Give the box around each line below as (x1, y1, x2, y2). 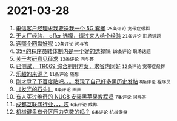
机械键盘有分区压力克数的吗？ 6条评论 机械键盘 (15, 108, 128, 116)
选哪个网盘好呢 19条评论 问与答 (15, 40, 89, 47)
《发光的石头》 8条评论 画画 (15, 85, 82, 92)
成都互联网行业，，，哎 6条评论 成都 (15, 100, 98, 108)
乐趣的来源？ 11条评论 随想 (15, 70, 79, 77)
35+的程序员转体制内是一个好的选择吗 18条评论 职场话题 (15, 47, 151, 55)
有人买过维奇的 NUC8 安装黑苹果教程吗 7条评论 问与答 (15, 92, 147, 100)
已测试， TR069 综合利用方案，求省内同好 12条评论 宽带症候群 (15, 62, 165, 70)
